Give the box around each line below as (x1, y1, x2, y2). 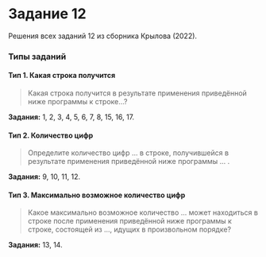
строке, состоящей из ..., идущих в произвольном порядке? (27, 224, 232, 235)
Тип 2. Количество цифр (8, 130, 94, 140)
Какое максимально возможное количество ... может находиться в (27, 208, 258, 217)
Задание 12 (8, 5, 87, 23)
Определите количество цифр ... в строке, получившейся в (27, 148, 229, 158)
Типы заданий (8, 51, 67, 62)
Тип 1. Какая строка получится (8, 71, 116, 80)
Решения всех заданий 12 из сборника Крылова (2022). (8, 31, 197, 41)
